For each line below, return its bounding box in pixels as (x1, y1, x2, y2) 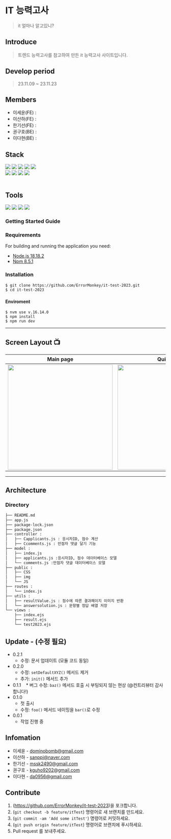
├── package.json (5, 527, 42, 532)
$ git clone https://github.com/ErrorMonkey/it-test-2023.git (5, 283, 140, 288)
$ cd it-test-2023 (5, 287, 44, 293)
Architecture (5, 486, 47, 495)
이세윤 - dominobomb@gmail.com (12, 748, 84, 754)
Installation (5, 271, 34, 278)
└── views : (5, 608, 31, 613)
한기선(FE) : (12, 122, 37, 128)
